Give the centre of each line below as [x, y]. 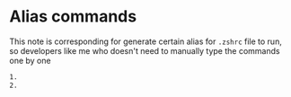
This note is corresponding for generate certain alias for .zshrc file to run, [146, 41]
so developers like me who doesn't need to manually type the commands [145, 50]
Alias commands [73, 17]
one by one [30, 60]
